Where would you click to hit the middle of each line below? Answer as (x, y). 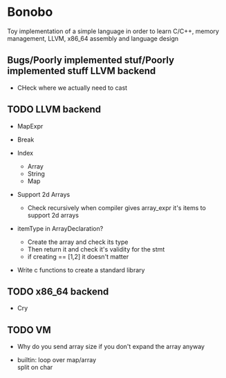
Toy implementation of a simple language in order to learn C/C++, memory (113, 31)
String (36, 173)
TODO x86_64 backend (58, 291)
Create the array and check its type (78, 242)
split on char (35, 368)
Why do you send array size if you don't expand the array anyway (111, 347)
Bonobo (30, 12)
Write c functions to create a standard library (81, 270)
